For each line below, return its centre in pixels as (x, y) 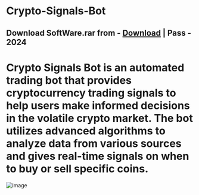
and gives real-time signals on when (98, 156)
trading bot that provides (69, 80)
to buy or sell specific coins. (77, 169)
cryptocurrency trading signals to (91, 93)
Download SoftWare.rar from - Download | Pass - (99, 33)
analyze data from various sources (94, 143)
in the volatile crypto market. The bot (100, 118)
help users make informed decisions (98, 106)
